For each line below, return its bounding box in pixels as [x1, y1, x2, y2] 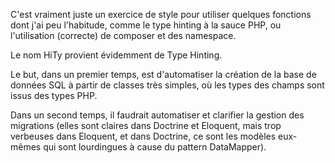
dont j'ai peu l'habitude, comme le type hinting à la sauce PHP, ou [10, 19, 282, 31]
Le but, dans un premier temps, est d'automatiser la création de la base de [10, 69, 317, 80]
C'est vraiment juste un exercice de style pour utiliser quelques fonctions [10, 9, 312, 20]
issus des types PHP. [10, 90, 98, 101]
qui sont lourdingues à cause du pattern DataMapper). [43, 141, 267, 153]
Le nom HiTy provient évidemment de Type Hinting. [10, 49, 223, 61]
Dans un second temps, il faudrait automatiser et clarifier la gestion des [10, 109, 305, 121]
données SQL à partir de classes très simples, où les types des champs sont [10, 79, 325, 91]
